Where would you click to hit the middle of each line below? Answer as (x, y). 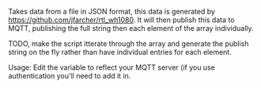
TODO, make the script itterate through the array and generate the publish (129, 44)
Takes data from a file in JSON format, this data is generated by (112, 11)
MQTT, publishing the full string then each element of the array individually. (131, 28)
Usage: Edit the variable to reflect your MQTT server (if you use (112, 67)
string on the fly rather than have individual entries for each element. (120, 52)
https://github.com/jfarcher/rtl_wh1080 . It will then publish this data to (121, 20)
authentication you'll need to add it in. (70, 76)
